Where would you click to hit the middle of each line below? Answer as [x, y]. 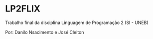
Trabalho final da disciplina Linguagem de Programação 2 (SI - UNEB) [77, 22]
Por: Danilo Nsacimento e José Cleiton [45, 32]
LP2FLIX [23, 9]
